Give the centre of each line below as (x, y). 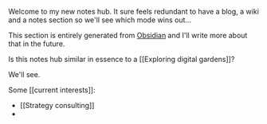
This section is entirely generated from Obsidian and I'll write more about (128, 35)
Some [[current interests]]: (52, 90)
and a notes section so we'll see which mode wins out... (100, 20)
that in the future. (37, 44)
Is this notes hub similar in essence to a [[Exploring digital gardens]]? (122, 59)
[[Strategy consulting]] (57, 105)
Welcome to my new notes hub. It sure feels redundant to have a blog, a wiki (133, 12)
